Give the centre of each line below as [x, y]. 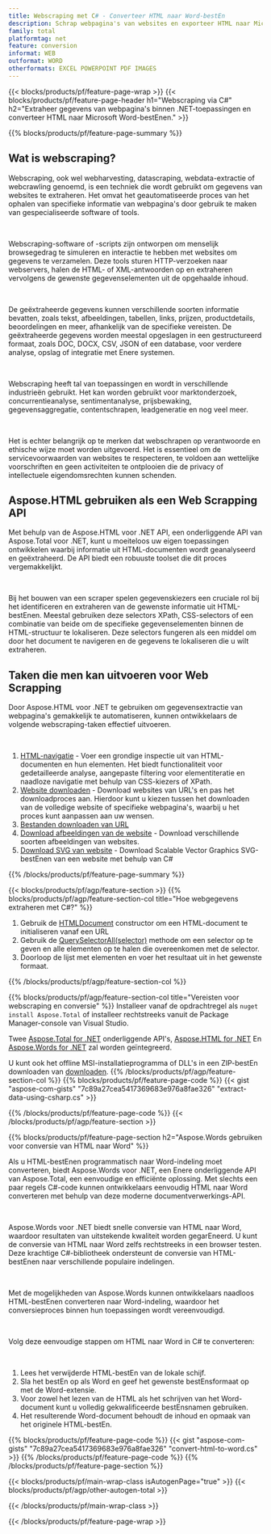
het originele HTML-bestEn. [66, 1425]
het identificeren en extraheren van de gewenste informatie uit [112, 606]
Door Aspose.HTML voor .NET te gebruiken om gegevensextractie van [126, 708]
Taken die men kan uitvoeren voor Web [108, 675]
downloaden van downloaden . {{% [66, 1071]
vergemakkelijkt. [35, 567]
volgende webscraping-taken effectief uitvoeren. [90, 725]
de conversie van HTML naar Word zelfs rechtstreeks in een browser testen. [135, 1245]
